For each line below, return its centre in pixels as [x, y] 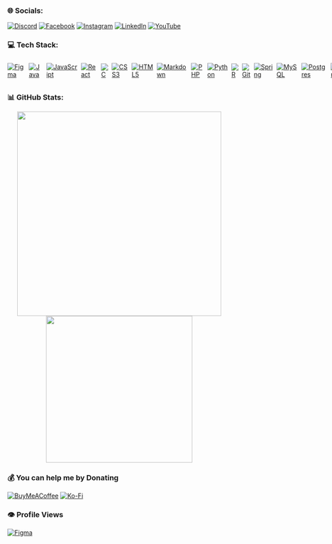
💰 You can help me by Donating [63, 477]
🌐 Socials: [26, 11]
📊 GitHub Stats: [35, 97]
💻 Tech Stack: [33, 45]
